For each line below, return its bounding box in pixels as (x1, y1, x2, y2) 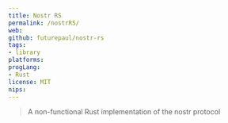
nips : (8, 85, 26, 94)
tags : (8, 41, 26, 49)
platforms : (8, 56, 44, 64)
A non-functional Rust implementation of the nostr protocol (27, 107, 221, 117)
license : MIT (8, 78, 51, 86)
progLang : (8, 63, 41, 71)
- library (8, 48, 41, 56)
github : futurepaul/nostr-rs (8, 33, 104, 42)
